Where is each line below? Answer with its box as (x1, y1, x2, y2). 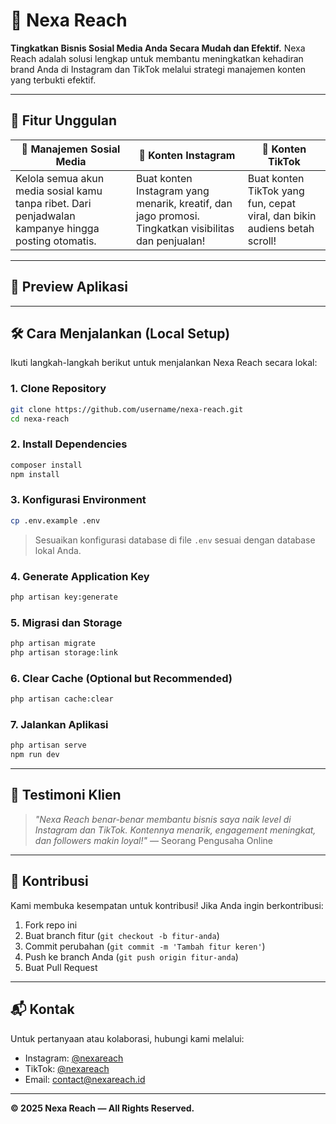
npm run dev (10, 750, 60, 760)
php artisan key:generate (10, 592, 118, 602)
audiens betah (247, 221, 315, 235)
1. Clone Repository (10, 382, 107, 396)
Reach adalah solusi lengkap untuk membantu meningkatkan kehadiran (10, 52, 304, 64)
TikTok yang (247, 184, 305, 198)
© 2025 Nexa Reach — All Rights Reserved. (10, 1102, 195, 1114)
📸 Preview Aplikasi (10, 279, 128, 296)
